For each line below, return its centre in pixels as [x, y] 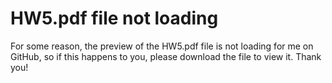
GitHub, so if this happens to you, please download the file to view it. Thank [166, 56]
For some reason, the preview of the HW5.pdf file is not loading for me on [162, 46]
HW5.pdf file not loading [114, 18]
